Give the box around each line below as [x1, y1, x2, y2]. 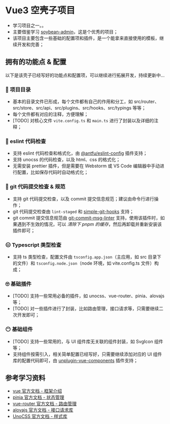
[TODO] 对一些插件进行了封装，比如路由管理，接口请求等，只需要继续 [12, 305, 159, 312]
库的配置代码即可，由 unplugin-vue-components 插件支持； [12, 357, 139, 363]
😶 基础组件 [5, 326, 33, 333]
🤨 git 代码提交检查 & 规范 [5, 183, 65, 190]
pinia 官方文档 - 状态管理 [12, 394, 64, 401]
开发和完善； [17, 41, 44, 47]
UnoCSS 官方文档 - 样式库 [12, 413, 67, 419]
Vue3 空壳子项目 [5, 5, 75, 16]
